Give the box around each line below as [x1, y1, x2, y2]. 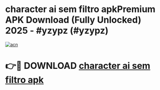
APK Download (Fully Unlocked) [5, 14, 142, 26]
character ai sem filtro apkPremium [5, 4, 156, 15]
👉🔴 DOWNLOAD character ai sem [5, 60, 150, 71]
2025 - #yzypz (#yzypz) [5, 25, 109, 36]
